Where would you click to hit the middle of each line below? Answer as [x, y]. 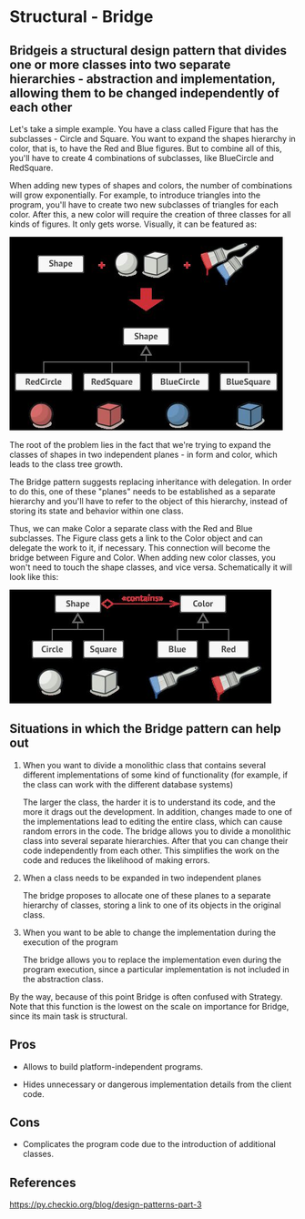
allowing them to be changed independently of [144, 93]
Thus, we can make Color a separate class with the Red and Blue [131, 528]
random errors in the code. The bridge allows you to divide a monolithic [157, 831]
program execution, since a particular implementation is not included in [156, 969]
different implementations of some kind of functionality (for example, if [155, 775]
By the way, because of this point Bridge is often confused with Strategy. [146, 996]
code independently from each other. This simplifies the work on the [151, 850]
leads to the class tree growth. [66, 464]
